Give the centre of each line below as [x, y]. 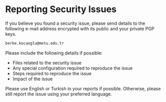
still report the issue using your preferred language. [59, 94]
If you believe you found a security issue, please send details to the [75, 23]
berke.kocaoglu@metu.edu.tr [35, 43]
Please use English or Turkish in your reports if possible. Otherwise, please [83, 88]
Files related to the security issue [47, 63]
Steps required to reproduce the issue [52, 73]
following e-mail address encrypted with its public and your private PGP [80, 28]
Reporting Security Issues [61, 9]
